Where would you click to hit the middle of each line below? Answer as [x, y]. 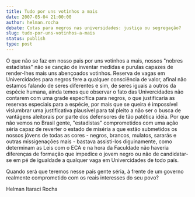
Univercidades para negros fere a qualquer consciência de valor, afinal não [96, 79]
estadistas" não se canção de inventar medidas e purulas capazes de [90, 67]
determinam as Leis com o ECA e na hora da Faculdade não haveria [88, 147]
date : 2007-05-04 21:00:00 [39, 17]
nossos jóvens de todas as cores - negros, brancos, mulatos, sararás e [91, 135]
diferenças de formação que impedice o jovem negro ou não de [83, 154]
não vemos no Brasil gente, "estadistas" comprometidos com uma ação [92, 123]
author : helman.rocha [32, 22]
